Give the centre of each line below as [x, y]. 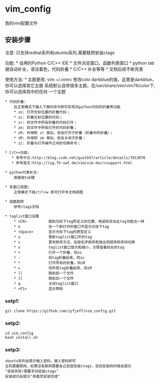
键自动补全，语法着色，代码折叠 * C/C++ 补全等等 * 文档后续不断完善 [74, 69]
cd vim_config [19, 333]
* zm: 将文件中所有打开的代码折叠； [46, 128]
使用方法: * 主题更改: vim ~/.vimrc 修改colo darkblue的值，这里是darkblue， [81, 79]
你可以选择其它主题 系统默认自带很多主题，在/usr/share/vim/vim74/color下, [80, 85]
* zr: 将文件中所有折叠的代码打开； [46, 122]
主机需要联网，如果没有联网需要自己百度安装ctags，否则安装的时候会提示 [68, 366]
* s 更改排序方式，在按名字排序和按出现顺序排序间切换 [74, 242]
